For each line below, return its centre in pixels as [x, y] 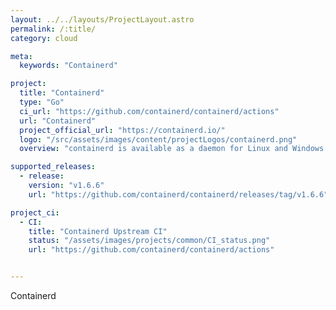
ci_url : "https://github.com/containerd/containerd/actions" [149, 111]
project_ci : [35, 212]
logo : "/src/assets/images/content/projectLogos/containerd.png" [158, 139]
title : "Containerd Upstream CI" [98, 231]
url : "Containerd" [58, 121]
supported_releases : [53, 167]
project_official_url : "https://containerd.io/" [122, 130]
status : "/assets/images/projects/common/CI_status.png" [149, 241]
